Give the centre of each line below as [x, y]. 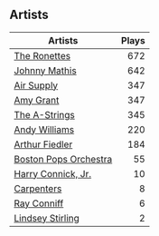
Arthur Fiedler [43, 144]
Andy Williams [44, 129]
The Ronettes [42, 55]
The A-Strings [44, 114]
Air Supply [36, 85]
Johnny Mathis [45, 70]
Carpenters [38, 188]
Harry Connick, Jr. [53, 173]
